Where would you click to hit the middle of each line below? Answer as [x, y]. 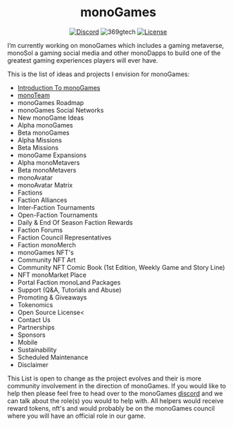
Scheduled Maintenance [53, 357]
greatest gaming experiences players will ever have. [83, 60]
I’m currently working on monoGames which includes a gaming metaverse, [116, 45]
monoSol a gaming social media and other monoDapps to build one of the [114, 53]
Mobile [27, 342]
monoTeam [34, 95]
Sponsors [31, 335]
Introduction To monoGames [59, 87]
